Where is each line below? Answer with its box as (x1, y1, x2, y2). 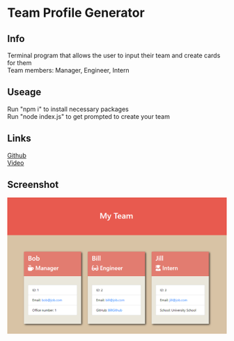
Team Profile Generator (7, 5, 145, 21)
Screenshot (7, 179, 59, 191)
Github (7, 151, 26, 159)
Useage (7, 86, 42, 99)
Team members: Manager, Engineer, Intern (7, 66, 130, 74)
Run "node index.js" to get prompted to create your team (7, 112, 171, 120)
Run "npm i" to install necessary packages (7, 105, 129, 113)
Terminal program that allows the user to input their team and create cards (7, 51, 221, 59)
